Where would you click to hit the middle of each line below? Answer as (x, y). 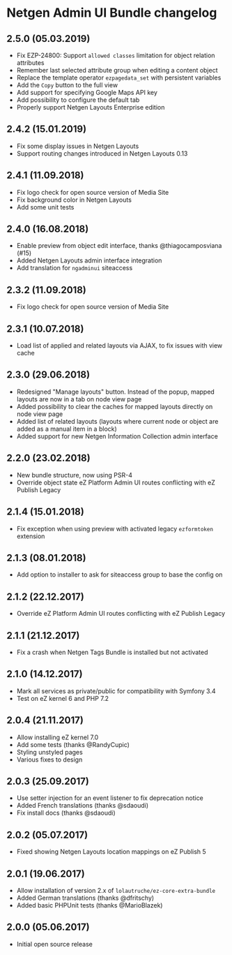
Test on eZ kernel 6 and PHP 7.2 (63, 698)
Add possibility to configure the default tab (78, 100)
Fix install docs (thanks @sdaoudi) (66, 813)
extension (31, 536)
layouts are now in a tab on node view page (79, 399)
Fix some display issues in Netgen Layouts (78, 146)
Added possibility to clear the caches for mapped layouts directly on (115, 406)
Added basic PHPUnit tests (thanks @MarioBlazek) (90, 905)
